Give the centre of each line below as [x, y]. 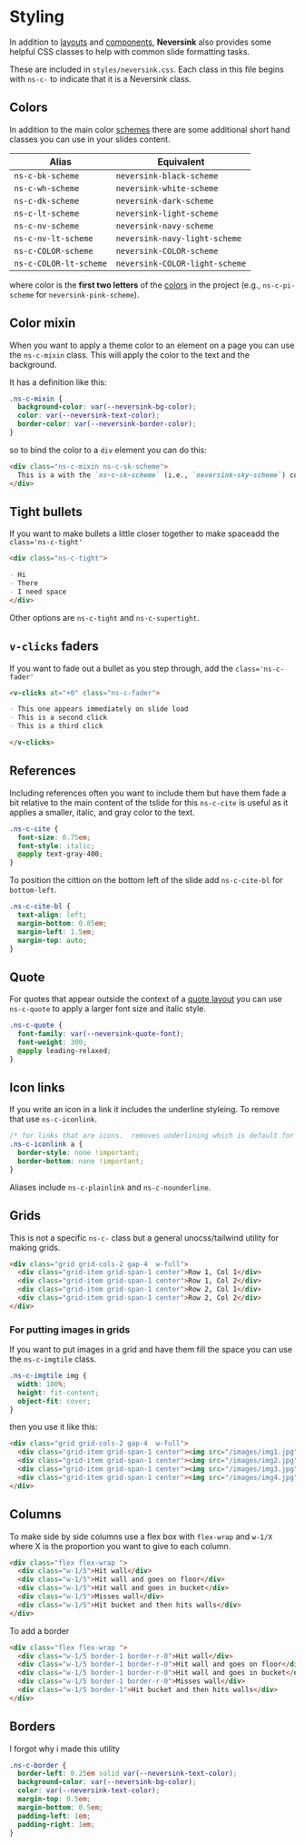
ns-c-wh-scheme [47, 188]
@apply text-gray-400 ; [60, 854]
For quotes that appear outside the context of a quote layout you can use [146, 999]
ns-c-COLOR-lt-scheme [60, 263]
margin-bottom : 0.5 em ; [60, 1807]
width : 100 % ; [42, 1384]
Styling [37, 17]
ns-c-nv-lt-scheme [54, 238]
